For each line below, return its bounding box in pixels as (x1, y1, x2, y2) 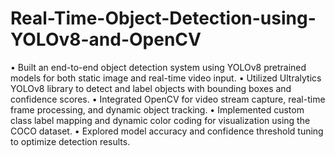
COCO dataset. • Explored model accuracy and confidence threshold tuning (10, 125, 324, 137)
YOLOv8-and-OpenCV (10, 28, 202, 51)
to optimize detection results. (10, 135, 131, 147)
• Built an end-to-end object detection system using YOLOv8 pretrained (10, 61, 307, 73)
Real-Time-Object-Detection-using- (10, 7, 317, 30)
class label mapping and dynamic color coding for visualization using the (10, 114, 311, 126)
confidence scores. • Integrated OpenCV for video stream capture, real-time (10, 93, 326, 105)
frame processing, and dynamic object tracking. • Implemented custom (10, 103, 305, 116)
